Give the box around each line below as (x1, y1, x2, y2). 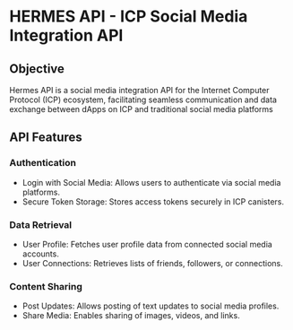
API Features (9, 130, 82, 145)
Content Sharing (9, 280, 83, 292)
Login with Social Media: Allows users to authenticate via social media (22, 177, 281, 187)
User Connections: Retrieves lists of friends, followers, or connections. (22, 257, 284, 268)
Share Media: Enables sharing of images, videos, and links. (22, 310, 240, 321)
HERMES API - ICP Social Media (9, 6, 248, 27)
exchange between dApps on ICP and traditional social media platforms (9, 104, 273, 114)
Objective (9, 61, 65, 76)
